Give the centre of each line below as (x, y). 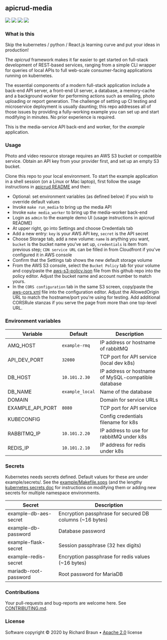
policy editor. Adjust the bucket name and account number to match (82, 276)
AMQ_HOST (22, 345)
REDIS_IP (18, 448)
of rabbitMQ (114, 348)
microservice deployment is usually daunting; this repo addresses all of (78, 106)
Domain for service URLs (129, 400)
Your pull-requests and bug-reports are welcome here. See (66, 603)
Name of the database (126, 392)
